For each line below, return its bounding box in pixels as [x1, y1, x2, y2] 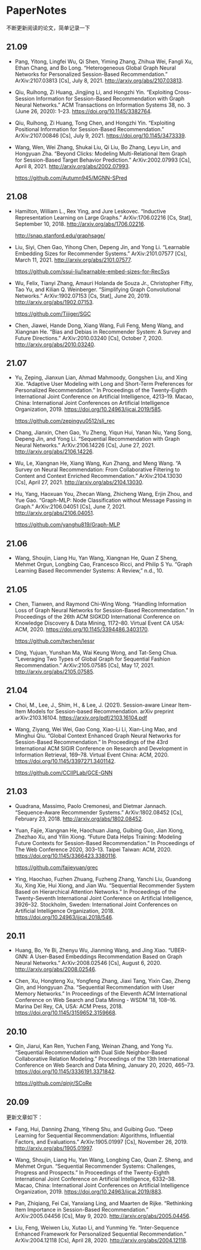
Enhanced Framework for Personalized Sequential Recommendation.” [14, 1230, 187, 1237]
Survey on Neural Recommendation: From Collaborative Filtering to [14, 466, 181, 473]
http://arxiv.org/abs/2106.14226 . [14, 448, 94, 455]
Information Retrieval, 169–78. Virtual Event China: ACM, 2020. [14, 751, 169, 758]
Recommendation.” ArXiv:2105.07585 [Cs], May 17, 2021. [14, 662, 154, 668]
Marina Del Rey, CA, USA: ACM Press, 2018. [14, 1003, 123, 1010]
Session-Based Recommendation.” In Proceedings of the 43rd [14, 738, 169, 746]
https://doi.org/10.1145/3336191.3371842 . [14, 1068, 117, 1075]
